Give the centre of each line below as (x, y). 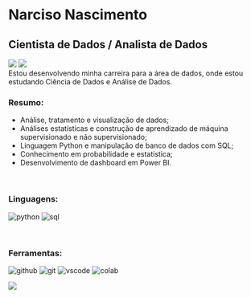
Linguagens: (33, 199)
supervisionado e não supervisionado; (83, 137)
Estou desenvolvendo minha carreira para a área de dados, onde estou (126, 73)
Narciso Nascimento (78, 15)
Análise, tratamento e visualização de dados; (94, 120)
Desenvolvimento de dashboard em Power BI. (96, 163)
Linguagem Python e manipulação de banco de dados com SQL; (127, 145)
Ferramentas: (35, 253)
